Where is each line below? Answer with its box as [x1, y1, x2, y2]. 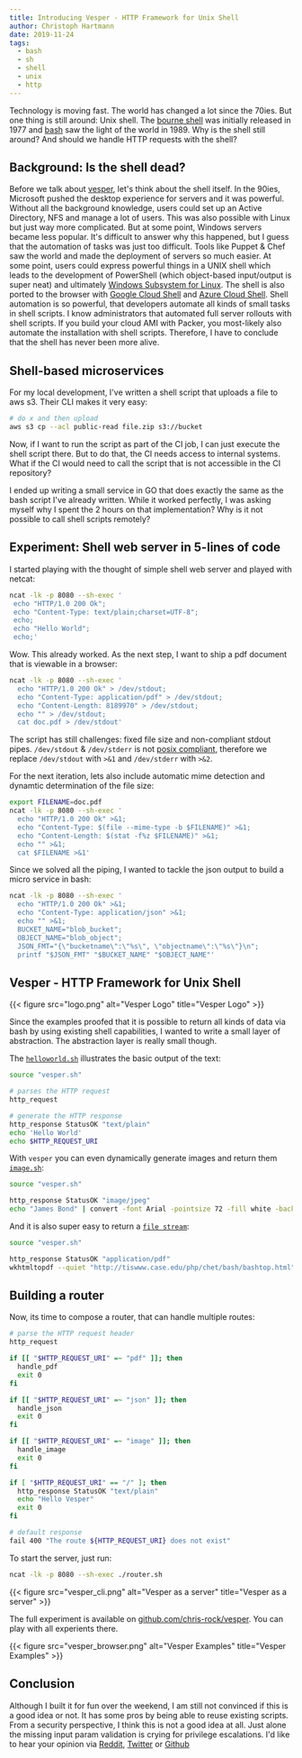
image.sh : [9, 1162, 45, 1173]
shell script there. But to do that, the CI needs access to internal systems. [9, 448, 280, 459]
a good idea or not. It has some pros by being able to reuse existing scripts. [9, 1709, 289, 1720]
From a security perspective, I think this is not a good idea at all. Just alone [9, 1719, 287, 1730]
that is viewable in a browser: [9, 659, 118, 670]
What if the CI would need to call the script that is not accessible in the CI [9, 458, 281, 469]
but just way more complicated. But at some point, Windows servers [9, 222, 262, 233]
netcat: [9, 573, 36, 584]
